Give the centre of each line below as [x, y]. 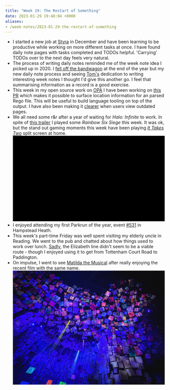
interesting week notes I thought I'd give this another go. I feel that [82, 80]
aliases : [14, 21]
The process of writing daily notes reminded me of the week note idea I [87, 63]
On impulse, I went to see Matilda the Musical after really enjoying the [85, 263]
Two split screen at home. [39, 133]
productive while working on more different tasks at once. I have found [86, 47]
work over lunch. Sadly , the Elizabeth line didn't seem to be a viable [83, 247]
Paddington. [25, 257]
